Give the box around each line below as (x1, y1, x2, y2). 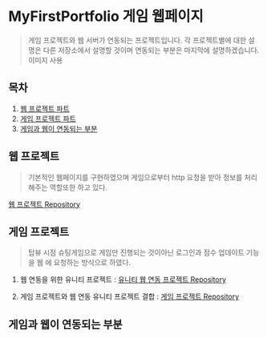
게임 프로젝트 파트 (19, 114, 76, 123)
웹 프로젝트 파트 (19, 103, 70, 113)
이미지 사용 (27, 55, 63, 65)
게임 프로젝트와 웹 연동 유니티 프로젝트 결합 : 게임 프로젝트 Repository (19, 292, 240, 301)
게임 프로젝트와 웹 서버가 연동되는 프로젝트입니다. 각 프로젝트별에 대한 (27, 35, 247, 45)
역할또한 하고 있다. (49, 182, 108, 192)
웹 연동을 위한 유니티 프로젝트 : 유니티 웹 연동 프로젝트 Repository (19, 275, 227, 284)
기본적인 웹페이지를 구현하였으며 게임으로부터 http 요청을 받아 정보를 (27, 172, 243, 182)
